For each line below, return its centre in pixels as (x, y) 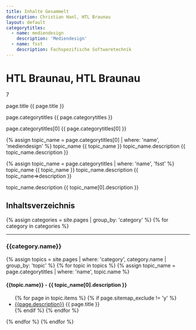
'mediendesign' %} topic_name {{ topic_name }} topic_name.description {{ (96, 146)
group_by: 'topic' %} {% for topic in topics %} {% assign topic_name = (91, 265)
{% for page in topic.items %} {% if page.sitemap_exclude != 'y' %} (95, 298)
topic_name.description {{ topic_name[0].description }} (72, 187)
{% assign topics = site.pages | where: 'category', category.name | (86, 259)
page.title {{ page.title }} (35, 106)
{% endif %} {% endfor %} (47, 310)
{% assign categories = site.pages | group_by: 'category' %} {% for (87, 220)
